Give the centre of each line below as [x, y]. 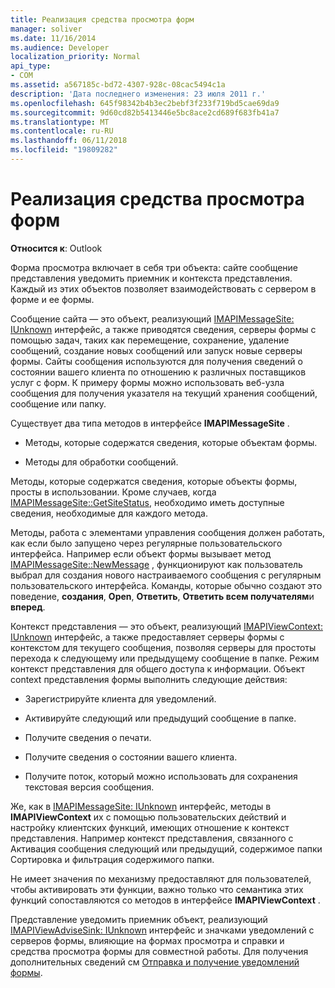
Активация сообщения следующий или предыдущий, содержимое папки [166, 848]
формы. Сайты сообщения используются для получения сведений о [156, 361]
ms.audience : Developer [60, 47]
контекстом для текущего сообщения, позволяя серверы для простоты [163, 647]
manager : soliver [46, 29]
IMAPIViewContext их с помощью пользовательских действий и [148, 817]
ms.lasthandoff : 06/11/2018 [69, 141]
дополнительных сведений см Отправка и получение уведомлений [155, 962]
